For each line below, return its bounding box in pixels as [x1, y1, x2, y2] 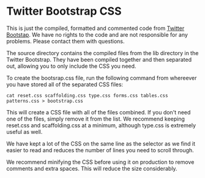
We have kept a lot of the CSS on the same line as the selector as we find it [6, 139, 196, 147]
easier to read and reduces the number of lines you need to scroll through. [6, 146, 194, 154]
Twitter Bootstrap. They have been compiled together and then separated [6, 56, 192, 63]
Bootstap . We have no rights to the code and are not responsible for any [6, 31, 188, 38]
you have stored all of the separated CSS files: [6, 81, 124, 88]
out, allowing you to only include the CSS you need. [6, 62, 136, 70]
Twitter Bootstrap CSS [6, 4, 122, 18]
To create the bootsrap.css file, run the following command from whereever [6, 74, 197, 81]
